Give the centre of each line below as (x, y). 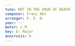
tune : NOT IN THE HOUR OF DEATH (37, 9)
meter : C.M (16, 27)
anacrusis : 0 (18, 36)
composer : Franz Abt (26, 14)
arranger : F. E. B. (25, 18)
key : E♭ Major (19, 32)
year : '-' (15, 23)
